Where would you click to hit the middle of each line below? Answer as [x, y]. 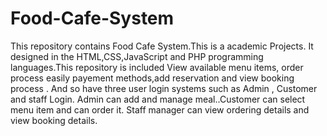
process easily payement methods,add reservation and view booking [152, 78]
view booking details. [54, 120]
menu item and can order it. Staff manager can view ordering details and [160, 109]
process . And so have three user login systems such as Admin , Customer [164, 88]
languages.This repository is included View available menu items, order [157, 67]
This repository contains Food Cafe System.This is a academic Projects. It [162, 46]
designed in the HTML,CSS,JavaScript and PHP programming [137, 56]
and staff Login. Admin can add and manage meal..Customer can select [158, 99]
